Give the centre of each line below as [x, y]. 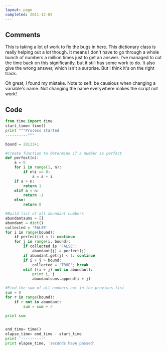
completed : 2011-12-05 [29, 15]
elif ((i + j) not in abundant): [58, 270]
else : [20, 200]
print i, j [43, 274]
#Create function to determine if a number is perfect [64, 153]
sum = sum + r [38, 306]
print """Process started [32, 130]
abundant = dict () [24, 223]
